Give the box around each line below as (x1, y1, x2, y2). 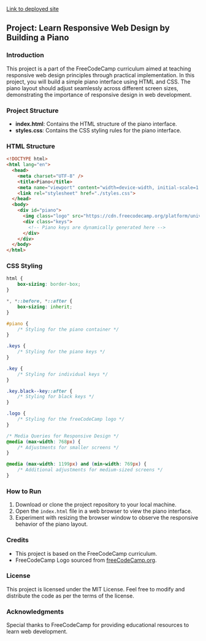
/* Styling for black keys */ (17, 394, 95, 400)
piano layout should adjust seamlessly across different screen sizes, (6, 84, 179, 91)
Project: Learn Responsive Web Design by (6, 23, 170, 33)
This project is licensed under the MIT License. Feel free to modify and (6, 585, 185, 593)
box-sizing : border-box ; (17, 282, 81, 288)
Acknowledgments (6, 607, 64, 616)
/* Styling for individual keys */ (17, 371, 109, 377)
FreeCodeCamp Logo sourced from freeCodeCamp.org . (15, 556, 157, 564)
